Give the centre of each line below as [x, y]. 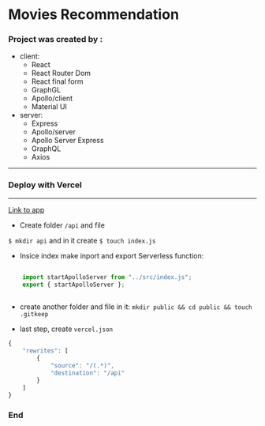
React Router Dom [61, 74]
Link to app [26, 209]
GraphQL [46, 149]
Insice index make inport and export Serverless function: [112, 255]
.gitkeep [34, 315]
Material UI [49, 107]
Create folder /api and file [62, 225]
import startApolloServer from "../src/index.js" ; [107, 277]
